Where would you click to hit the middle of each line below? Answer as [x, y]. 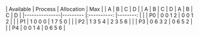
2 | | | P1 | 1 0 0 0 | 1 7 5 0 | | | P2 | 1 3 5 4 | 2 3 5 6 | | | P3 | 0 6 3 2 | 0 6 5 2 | [99, 21]
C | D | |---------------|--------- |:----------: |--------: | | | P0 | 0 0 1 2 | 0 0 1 [99, 15]
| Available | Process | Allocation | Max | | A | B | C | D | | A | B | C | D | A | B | [99, 9]
